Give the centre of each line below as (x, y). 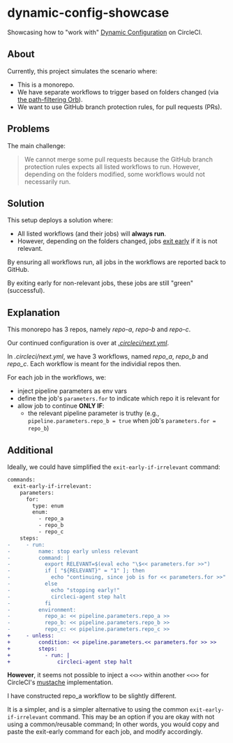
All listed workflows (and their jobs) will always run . (91, 234)
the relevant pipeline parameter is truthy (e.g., (93, 413)
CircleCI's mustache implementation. (60, 682)
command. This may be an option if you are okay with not (132, 717)
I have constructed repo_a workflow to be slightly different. (92, 696)
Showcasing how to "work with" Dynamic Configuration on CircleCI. (105, 32)
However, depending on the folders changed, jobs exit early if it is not (117, 241)
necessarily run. (47, 181)
